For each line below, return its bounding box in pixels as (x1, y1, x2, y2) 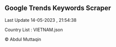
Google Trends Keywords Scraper (4, 4, 111, 12)
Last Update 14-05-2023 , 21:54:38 (4, 17, 77, 23)
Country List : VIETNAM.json (4, 27, 63, 33)
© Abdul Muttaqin (4, 36, 42, 42)
